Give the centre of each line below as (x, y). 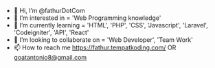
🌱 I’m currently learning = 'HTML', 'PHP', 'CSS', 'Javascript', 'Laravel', (111, 25)
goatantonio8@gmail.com (50, 57)
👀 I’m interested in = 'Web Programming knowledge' (87, 18)
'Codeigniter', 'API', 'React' (51, 32)
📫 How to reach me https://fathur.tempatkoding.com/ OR (95, 47)
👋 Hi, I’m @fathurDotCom (49, 11)
